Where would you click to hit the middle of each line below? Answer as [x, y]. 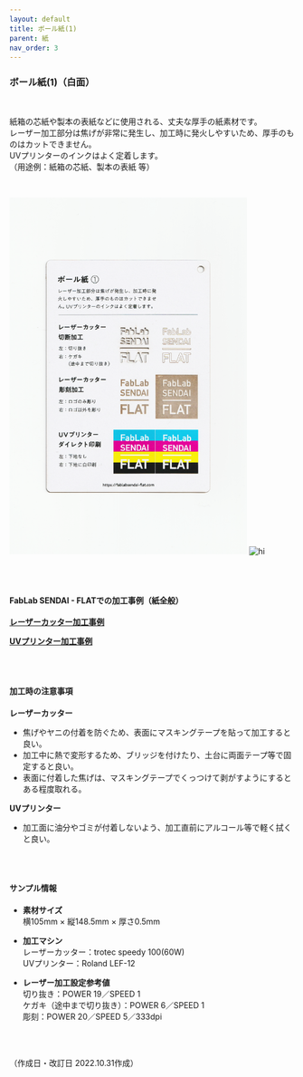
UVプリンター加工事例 [51, 641]
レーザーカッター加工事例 [57, 622]
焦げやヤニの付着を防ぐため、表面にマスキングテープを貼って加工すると [156, 732]
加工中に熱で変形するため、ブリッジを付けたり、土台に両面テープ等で [153, 755]
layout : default [40, 19]
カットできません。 [61, 144]
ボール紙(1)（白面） [52, 82]
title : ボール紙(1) [43, 29]
